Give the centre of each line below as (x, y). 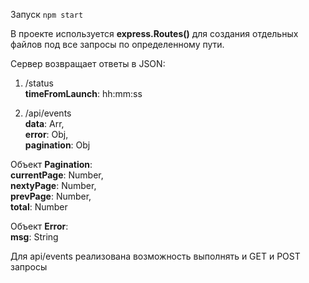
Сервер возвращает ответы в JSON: (88, 63)
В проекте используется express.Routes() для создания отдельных (154, 33)
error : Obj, (46, 134)
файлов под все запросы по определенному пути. (117, 44)
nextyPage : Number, (53, 185)
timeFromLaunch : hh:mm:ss (83, 93)
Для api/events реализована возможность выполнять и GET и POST (155, 256)
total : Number (39, 207)
